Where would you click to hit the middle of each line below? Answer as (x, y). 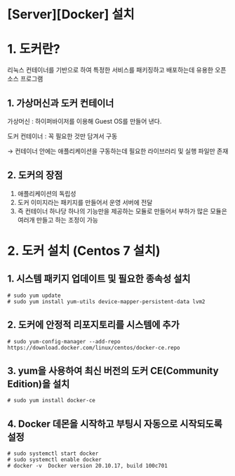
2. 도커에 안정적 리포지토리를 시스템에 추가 (94, 325)
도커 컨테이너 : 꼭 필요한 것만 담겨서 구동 (62, 136)
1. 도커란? (34, 49)
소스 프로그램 (25, 79)
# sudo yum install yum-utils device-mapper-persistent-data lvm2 (106, 302)
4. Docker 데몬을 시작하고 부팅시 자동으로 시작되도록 (115, 424)
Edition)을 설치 (39, 384)
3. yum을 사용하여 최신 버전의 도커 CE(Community (113, 370)
